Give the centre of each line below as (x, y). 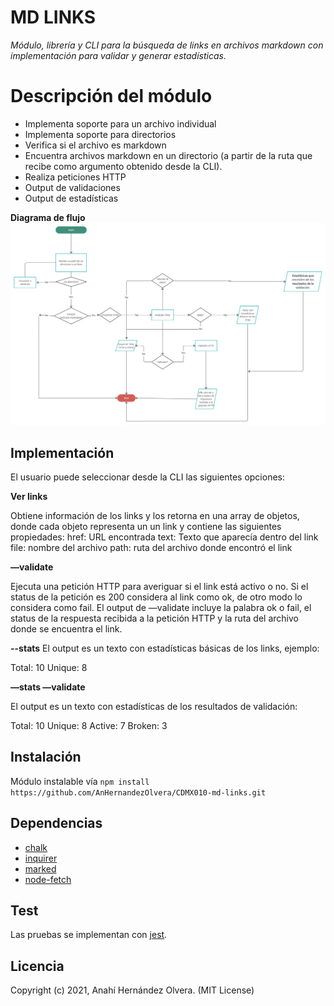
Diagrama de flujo (48, 217)
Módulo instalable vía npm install (80, 781)
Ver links (29, 497)
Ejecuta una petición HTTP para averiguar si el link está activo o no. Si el (159, 587)
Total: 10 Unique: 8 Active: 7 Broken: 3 (89, 726)
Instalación (46, 757)
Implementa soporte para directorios (100, 134)
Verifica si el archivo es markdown (95, 145)
